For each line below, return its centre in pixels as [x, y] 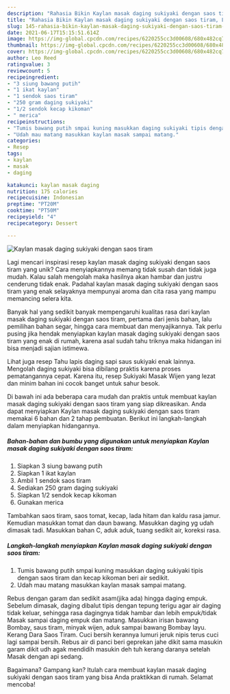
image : [16, 39]
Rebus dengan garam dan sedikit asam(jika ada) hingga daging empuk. [107, 598]
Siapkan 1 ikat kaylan [47, 473]
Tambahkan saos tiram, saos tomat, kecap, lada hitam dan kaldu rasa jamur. [114, 515]
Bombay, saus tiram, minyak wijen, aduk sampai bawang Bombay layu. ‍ [107, 627]
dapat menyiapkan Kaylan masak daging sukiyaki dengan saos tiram [103, 411]
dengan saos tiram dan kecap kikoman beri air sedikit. [93, 578]
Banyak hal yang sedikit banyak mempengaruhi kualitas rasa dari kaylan [108, 312]
